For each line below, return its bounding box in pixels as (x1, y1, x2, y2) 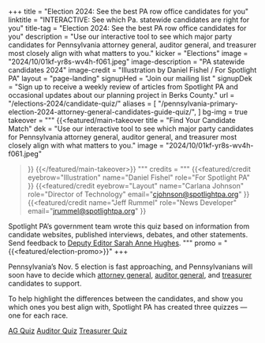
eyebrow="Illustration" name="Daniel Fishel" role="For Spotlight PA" (27, 173, 251, 182)
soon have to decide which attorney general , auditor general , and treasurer (8, 270, 252, 279)
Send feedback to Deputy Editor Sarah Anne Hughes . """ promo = (8, 238, 222, 248)
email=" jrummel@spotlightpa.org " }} (27, 207, 147, 215)
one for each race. (8, 311, 69, 320)
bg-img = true (202, 107, 248, 117)
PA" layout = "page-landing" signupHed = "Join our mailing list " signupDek (8, 74, 252, 83)
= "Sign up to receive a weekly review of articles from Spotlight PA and (8, 82, 239, 91)
